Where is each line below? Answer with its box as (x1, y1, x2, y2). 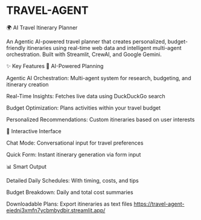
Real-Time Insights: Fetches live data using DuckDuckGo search (6, 92, 166, 99)
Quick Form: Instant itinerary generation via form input (6, 151, 141, 158)
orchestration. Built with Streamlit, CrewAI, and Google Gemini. (6, 51, 162, 58)
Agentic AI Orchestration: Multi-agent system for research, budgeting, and (6, 74, 191, 81)
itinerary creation (6, 81, 49, 88)
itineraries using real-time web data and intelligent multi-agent (27, 44, 182, 51)
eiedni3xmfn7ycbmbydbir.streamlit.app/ (6, 206, 106, 214)
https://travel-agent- (133, 200, 185, 207)
